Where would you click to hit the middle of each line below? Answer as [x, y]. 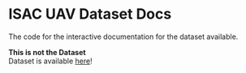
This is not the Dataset [47, 52]
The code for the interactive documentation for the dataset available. [123, 36]
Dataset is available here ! [50, 61]
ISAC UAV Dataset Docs [90, 14]
